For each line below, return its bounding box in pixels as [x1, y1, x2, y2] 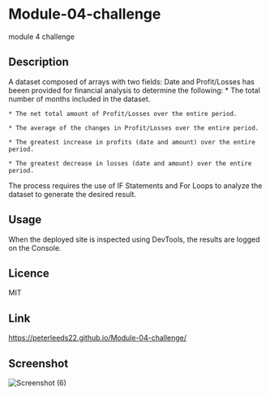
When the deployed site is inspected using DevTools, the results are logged [8, 234, 261, 244]
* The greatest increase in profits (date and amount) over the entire [8, 138, 255, 146]
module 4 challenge [8, 32, 75, 41]
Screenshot [8, 356, 69, 370]
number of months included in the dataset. [8, 94, 151, 104]
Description [8, 55, 69, 69]
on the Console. [8, 243, 62, 252]
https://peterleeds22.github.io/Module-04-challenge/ [8, 333, 187, 343]
